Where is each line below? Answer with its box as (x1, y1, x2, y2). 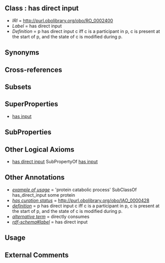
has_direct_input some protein (12, 192, 75, 198)
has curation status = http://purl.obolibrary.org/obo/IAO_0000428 (12, 197, 150, 203)
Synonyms (5, 48, 39, 57)
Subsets (5, 82, 31, 91)
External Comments (5, 250, 69, 259)
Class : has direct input (5, 4, 79, 13)
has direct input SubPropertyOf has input (12, 159, 98, 164)
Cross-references (5, 65, 63, 74)
